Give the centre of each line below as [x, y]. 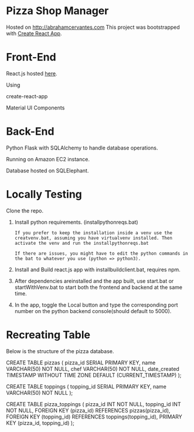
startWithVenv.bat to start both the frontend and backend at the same [98, 287]
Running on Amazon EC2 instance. [48, 159]
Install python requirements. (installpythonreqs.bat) [76, 222]
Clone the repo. [25, 211]
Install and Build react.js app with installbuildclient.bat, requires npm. [97, 270]
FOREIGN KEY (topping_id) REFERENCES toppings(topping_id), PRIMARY [94, 417]
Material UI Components [35, 108]
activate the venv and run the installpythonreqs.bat [81, 243]
